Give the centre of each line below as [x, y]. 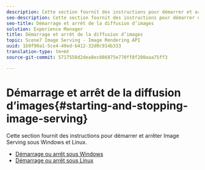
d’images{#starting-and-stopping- [97, 106]
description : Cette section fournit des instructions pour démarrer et [99, 12]
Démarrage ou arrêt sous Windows [59, 154]
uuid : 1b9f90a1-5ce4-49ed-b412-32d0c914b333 [64, 46]
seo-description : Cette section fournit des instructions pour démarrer [101, 18]
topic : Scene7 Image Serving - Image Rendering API [73, 40]
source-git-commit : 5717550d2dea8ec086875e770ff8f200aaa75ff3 [87, 57]
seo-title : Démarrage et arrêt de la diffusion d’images [80, 23]
